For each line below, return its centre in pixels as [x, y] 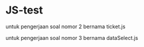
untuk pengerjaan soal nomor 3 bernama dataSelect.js [72, 38]
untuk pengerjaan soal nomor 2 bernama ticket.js [65, 26]
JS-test [24, 10]
